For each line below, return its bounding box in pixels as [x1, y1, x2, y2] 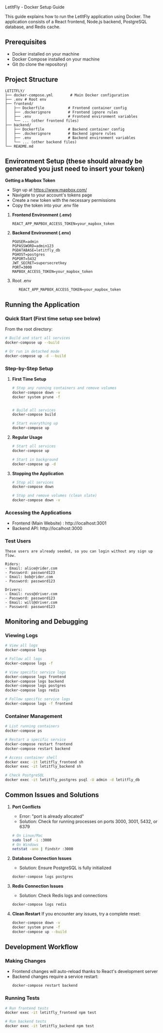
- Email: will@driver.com [5, 600, 57, 605]
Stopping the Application [12, 470, 64, 476]
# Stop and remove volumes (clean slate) [12, 493, 97, 498]
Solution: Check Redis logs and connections [19, 893, 108, 898]
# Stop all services [12, 480, 54, 485]
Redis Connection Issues [12, 883, 64, 889]
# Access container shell [5, 755, 57, 760]
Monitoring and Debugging [5, 618, 88, 626]
